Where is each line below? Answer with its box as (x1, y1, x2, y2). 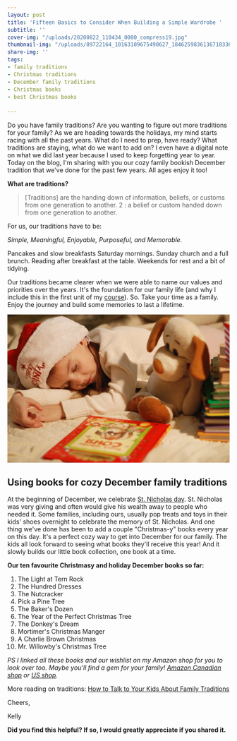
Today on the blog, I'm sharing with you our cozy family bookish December (7, 159, 226, 167)
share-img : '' (7, 49, 49, 56)
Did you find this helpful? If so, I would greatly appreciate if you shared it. (7, 725, 226, 734)
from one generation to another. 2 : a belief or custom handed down (24, 201, 222, 210)
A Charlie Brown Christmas (17, 635, 97, 644)
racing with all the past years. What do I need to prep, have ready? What (7, 136, 217, 145)
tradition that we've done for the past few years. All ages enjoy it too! (7, 166, 208, 174)
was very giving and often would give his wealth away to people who (7, 502, 208, 511)
